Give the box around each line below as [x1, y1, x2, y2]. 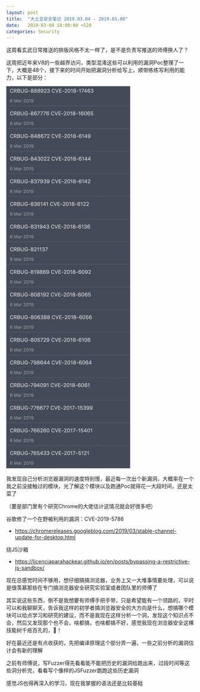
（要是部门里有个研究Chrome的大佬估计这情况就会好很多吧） [6, 503, 157, 510]
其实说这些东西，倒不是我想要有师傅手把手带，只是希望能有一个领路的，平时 [6, 597, 194, 604]
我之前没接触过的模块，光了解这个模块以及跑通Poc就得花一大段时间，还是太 [6, 482, 193, 490]
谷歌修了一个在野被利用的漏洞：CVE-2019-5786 [6, 515, 124, 522]
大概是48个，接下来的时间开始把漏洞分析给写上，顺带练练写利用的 [16, 66, 180, 74]
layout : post [6, 10, 39, 16]
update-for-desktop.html [14, 534, 76, 541]
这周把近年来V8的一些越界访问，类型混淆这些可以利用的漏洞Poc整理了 [6, 59, 179, 66]
